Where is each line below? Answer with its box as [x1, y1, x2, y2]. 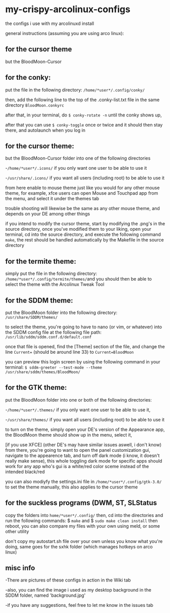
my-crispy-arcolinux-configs [5, 4, 130, 15]
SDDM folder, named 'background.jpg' [5, 592, 86, 598]
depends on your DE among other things [5, 211, 90, 217]
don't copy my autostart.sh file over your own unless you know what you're [5, 538, 163, 544]
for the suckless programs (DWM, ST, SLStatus [5, 499, 157, 507]
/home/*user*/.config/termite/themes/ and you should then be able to [5, 276, 152, 282]
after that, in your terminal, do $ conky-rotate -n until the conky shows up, [5, 112, 162, 118]
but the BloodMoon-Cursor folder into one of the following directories [5, 155, 151, 161]
